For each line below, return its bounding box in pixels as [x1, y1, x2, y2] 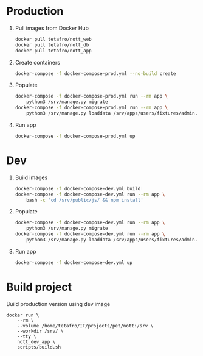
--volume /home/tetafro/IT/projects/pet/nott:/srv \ [17, 322, 154, 329]
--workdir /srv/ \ [17, 328, 64, 334]
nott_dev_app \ [17, 338, 56, 345]
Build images [15, 174, 48, 181]
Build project [6, 280, 72, 294]
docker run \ [6, 312, 40, 318]
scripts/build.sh [17, 344, 61, 350]
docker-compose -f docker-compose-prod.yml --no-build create [15, 70, 176, 77]
